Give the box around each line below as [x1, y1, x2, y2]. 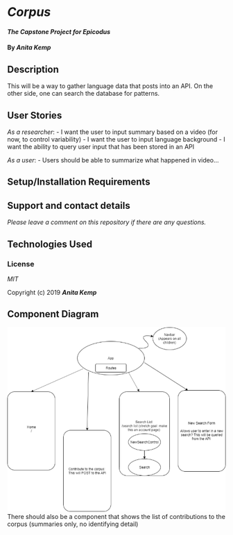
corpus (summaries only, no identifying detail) [7, 520, 139, 528]
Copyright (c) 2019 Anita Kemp [7, 288, 97, 296]
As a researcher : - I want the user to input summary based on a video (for [7, 128, 218, 136]
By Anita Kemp [7, 43, 51, 52]
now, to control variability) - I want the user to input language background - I [7, 135, 225, 143]
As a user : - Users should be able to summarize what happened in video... [7, 156, 220, 164]
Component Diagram [7, 308, 99, 320]
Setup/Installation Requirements [7, 176, 150, 188]
